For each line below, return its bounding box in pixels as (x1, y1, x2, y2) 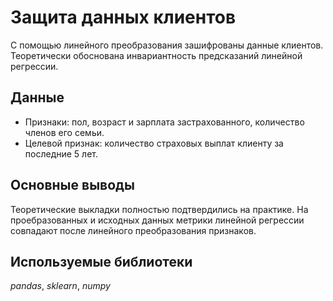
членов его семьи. (24, 126, 105, 138)
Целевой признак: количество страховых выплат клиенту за (24, 137, 284, 149)
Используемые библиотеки (10, 253, 193, 270)
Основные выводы (10, 177, 135, 194)
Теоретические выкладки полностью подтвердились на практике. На (10, 203, 309, 215)
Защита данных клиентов (10, 6, 237, 29)
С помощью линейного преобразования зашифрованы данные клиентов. (10, 39, 324, 51)
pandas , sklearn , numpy (10, 280, 111, 292)
